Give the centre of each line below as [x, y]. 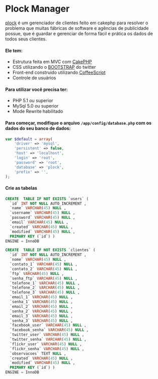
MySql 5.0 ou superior [35, 106]
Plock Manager [37, 9]
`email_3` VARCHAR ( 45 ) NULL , [41, 316]
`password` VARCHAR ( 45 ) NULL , [43, 218]
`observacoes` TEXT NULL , [38, 353]
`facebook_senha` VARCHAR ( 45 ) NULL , [49, 330]
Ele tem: [14, 51]
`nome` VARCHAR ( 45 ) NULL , [38, 260]
